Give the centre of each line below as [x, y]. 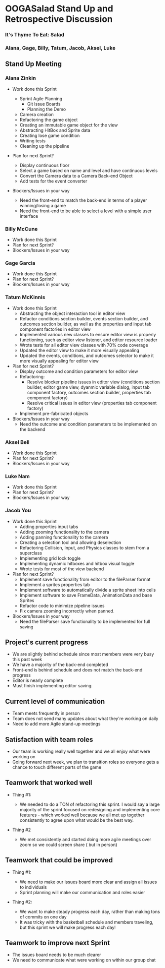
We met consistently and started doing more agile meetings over [85, 839]
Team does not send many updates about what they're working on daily [85, 719]
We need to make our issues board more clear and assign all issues [88, 882]
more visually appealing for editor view [59, 361]
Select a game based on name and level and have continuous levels [89, 170]
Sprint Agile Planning [41, 98]
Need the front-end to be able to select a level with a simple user [86, 211]
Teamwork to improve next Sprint [58, 943]
